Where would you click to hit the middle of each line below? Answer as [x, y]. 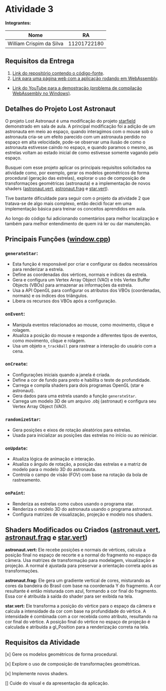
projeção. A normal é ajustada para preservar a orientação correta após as [81, 565]
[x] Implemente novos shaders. [37, 674]
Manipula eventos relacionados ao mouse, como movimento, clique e [83, 325]
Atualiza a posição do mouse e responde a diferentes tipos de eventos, [85, 335]
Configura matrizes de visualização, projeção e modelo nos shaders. [82, 514]
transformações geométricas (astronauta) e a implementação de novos [78, 183]
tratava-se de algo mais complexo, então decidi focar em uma [68, 203]
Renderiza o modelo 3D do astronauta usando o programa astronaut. [83, 509]
